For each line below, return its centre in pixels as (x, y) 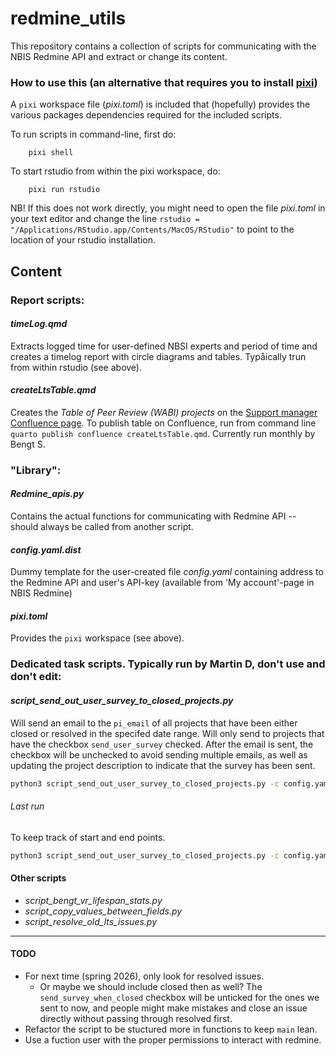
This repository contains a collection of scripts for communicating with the (163, 46)
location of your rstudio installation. (83, 240)
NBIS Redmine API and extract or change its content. (119, 56)
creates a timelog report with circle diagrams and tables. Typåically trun (158, 356)
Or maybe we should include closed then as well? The (151, 986)
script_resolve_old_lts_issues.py (91, 921)
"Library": (36, 470)
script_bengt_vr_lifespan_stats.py (93, 900)
